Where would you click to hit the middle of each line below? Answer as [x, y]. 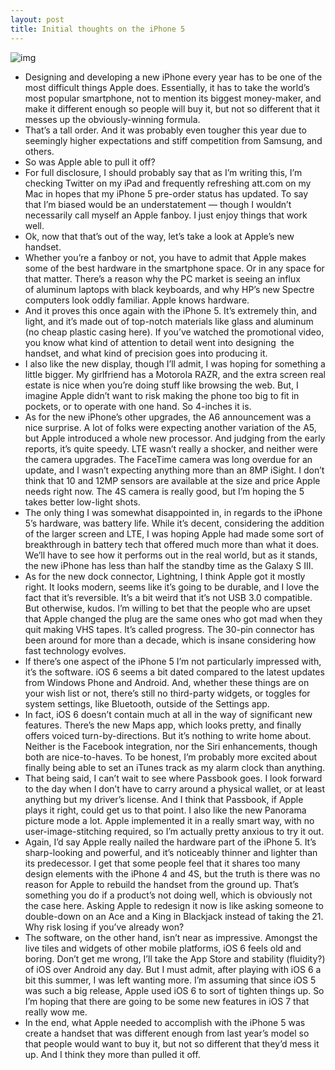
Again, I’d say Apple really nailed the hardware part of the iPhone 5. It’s [170, 842]
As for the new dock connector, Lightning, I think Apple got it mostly [165, 576]
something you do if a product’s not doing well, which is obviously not [168, 895]
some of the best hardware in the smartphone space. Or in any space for [174, 268]
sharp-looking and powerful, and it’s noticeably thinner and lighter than [171, 852]
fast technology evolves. [75, 650]
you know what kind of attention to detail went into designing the [159, 342]
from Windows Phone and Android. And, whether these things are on [167, 682]
